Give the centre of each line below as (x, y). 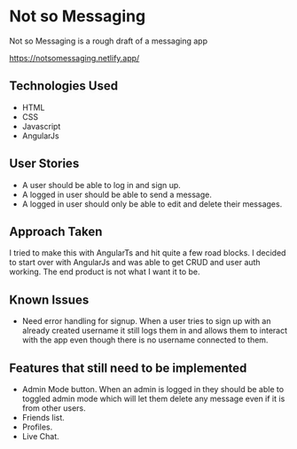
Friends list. (43, 417)
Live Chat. (40, 436)
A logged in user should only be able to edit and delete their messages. (152, 204)
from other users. (54, 408)
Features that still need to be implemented (128, 368)
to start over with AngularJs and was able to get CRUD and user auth (135, 263)
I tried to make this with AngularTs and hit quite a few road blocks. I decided (148, 253)
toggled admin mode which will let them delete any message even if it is (153, 398)
